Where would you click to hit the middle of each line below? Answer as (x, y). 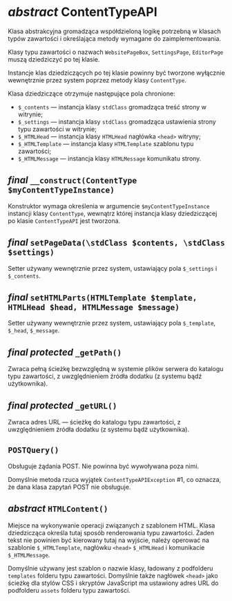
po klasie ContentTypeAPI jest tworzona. (64, 221)
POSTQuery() (33, 450)
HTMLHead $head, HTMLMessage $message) (94, 307)
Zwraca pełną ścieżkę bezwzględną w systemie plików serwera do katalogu (116, 369)
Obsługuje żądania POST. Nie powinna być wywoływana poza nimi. (104, 466)
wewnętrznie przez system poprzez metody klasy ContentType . (97, 80)
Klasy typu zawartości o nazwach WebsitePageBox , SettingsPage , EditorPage (116, 52)
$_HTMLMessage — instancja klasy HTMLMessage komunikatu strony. (109, 158)
